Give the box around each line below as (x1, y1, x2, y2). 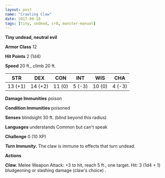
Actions (5, 153, 22, 159)
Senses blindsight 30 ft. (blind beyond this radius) (5, 115, 107, 120)
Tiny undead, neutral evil (5, 34, 58, 40)
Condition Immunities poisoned (5, 105, 70, 111)
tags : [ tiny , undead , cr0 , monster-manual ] (5, 21, 96, 26)
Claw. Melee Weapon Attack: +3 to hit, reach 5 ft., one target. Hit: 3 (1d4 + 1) (5, 162, 161, 168)
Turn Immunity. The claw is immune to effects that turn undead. (5, 143, 135, 149)
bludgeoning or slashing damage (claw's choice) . (5, 168, 107, 174)
